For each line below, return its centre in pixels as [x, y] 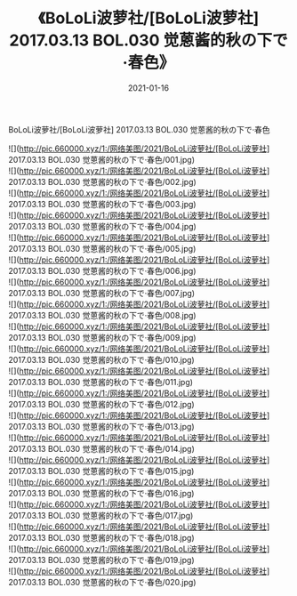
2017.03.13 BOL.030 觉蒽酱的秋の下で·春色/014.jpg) [101, 448]
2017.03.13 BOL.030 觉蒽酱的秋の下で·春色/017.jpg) [101, 515]
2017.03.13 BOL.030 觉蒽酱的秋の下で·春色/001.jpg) [102, 159]
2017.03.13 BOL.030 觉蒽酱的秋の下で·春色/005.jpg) [102, 248]
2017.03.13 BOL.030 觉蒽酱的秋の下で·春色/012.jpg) [101, 404]
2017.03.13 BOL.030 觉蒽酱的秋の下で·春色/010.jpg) [101, 359]
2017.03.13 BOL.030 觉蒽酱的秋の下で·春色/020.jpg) [102, 582]
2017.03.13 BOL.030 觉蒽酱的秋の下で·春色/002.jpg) [102, 181]
